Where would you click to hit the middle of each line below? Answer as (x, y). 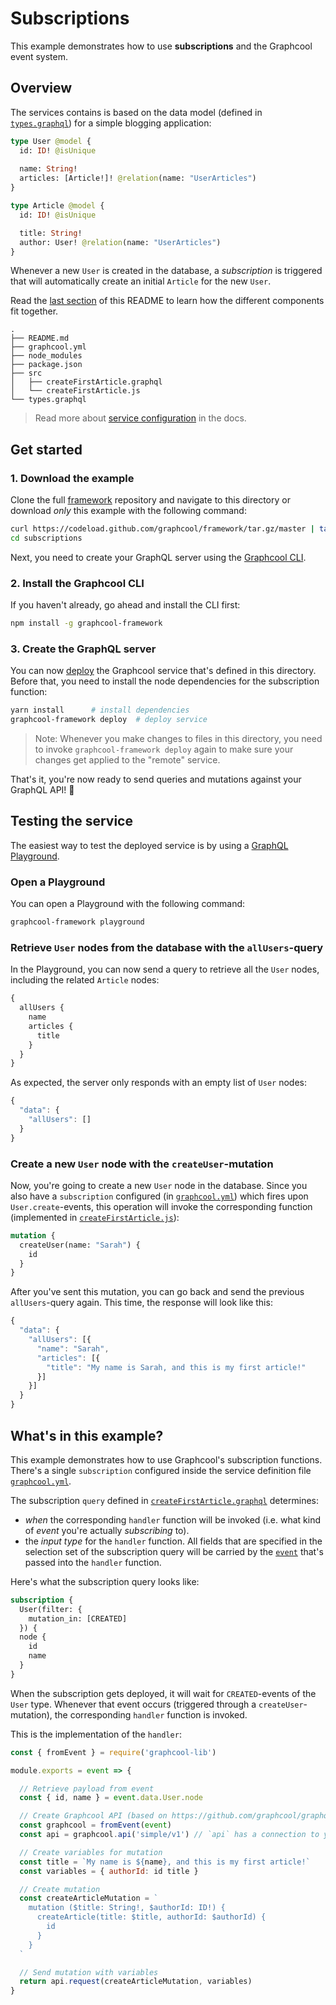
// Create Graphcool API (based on (93, 1816)
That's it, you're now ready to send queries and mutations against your (156, 779)
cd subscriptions (46, 538)
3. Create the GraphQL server (83, 649)
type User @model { (51, 141)
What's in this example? (87, 1435)
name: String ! (48, 169)
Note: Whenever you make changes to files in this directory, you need (178, 739)
